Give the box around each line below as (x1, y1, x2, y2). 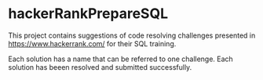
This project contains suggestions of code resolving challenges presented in (8, 31, 256, 40)
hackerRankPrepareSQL (8, 5, 169, 23)
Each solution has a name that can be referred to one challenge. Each (8, 54, 233, 64)
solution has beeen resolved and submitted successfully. (8, 62, 192, 71)
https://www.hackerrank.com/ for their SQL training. (8, 38, 177, 48)
